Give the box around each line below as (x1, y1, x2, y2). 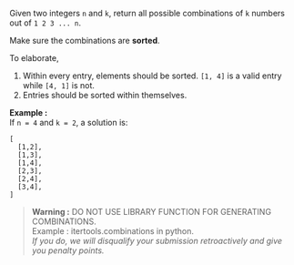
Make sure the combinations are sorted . (9, 36, 161, 46)
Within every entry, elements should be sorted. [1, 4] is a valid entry (22, 70, 282, 81)
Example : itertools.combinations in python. (31, 226, 194, 236)
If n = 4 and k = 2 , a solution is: (9, 117, 128, 127)
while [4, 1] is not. (22, 80, 96, 90)
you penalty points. (31, 245, 105, 256)
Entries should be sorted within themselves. (22, 90, 188, 100)
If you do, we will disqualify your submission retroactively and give (31, 236, 283, 246)
